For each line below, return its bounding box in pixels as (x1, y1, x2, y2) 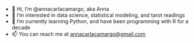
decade (11, 24, 31, 31)
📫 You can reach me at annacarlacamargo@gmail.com (11, 31, 146, 37)
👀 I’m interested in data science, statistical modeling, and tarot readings (11, 12, 185, 19)
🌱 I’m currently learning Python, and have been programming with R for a (11, 18, 189, 24)
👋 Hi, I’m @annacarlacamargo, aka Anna (11, 6, 110, 12)
